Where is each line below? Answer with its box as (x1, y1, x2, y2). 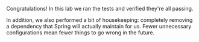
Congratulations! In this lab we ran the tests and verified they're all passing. (6, 5, 194, 12)
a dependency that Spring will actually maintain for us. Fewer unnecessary (6, 23, 192, 30)
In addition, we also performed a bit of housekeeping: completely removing (6, 17, 193, 23)
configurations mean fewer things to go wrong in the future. (6, 29, 155, 36)
